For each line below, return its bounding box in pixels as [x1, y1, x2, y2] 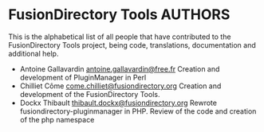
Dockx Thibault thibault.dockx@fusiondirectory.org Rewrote [19, 98, 218, 107]
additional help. [8, 49, 59, 58]
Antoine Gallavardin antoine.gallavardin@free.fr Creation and [19, 64, 220, 73]
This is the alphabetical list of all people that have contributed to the [8, 32, 231, 41]
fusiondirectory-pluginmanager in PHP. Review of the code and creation [19, 106, 257, 116]
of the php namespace [19, 115, 95, 124]
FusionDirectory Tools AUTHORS [8, 6, 231, 24]
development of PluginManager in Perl [19, 72, 147, 82]
